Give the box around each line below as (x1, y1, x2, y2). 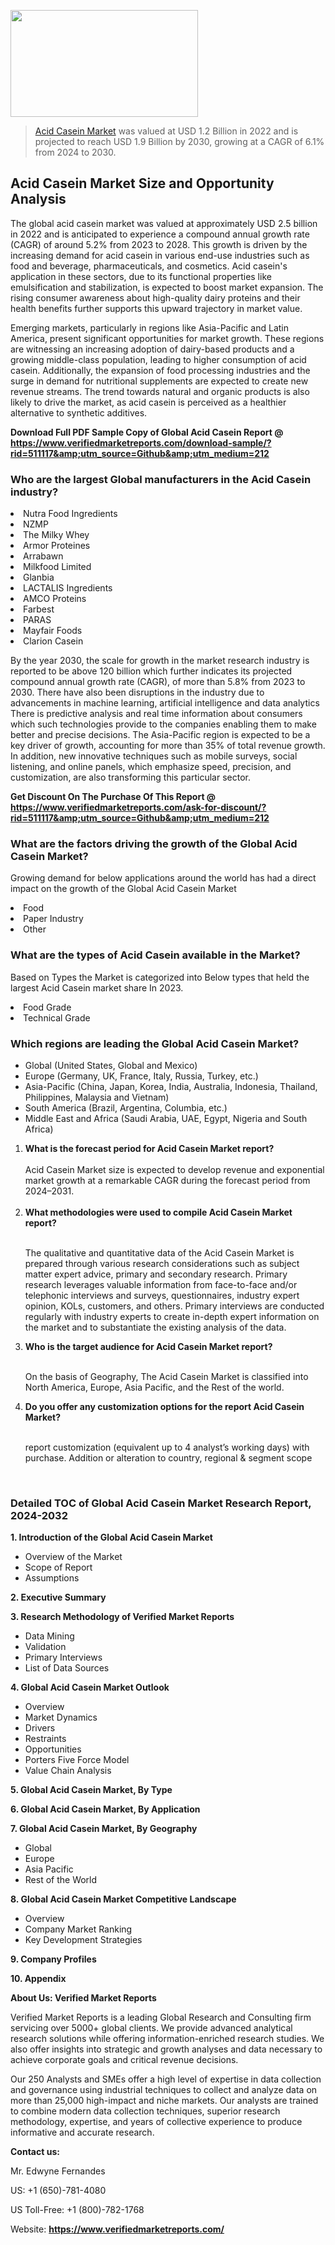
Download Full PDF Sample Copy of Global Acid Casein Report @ (10, 426, 284, 438)
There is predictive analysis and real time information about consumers (10, 708, 303, 720)
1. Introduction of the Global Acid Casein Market (10, 1531, 213, 1544)
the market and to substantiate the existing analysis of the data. (24, 1321, 287, 1333)
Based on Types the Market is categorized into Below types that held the (10, 971, 310, 983)
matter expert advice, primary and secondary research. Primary (24, 1268, 288, 1280)
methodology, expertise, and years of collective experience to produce (10, 2116, 303, 2128)
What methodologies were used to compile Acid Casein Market (24, 1206, 293, 1218)
